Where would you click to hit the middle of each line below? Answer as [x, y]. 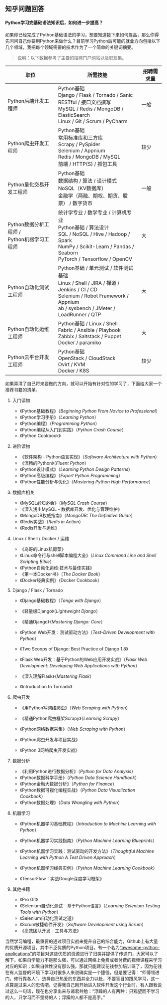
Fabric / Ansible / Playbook [89, 330]
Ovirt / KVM [72, 364]
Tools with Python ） [40, 912]
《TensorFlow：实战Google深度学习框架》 [62, 878]
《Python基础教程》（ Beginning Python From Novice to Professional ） [90, 411]
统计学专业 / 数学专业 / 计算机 [92, 212]
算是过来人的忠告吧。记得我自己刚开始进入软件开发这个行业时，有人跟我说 [85, 985]
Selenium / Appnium [82, 150]
